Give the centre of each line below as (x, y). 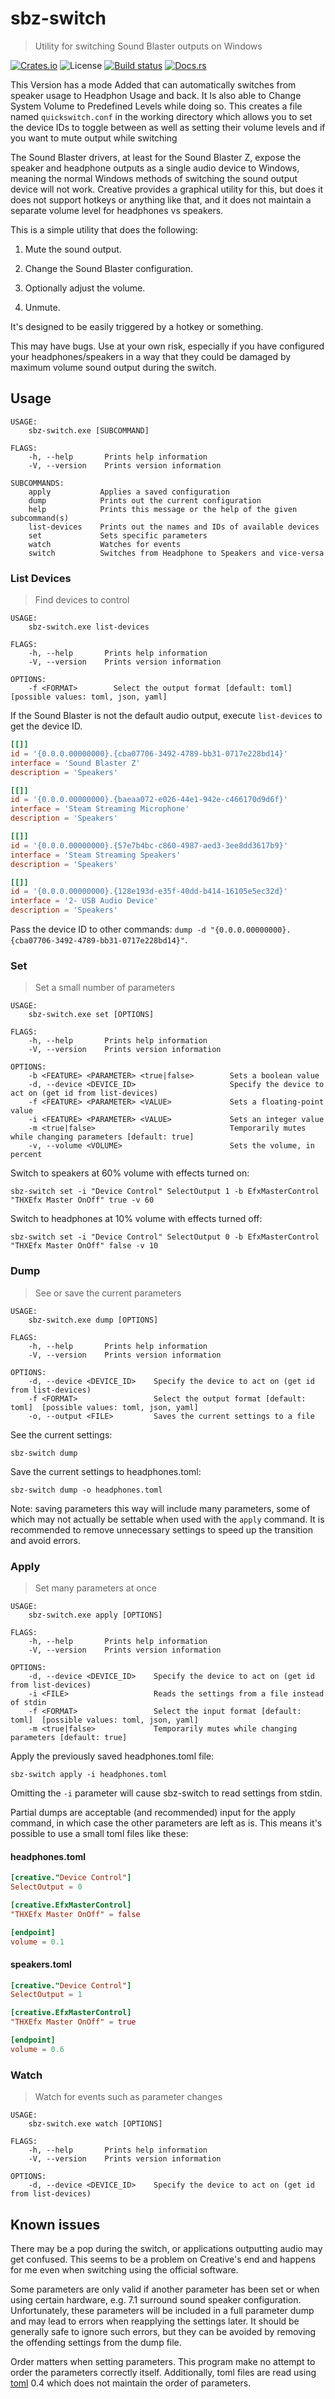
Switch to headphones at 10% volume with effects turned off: (136, 1219)
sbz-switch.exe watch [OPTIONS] (95, 2124)
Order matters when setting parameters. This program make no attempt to (163, 2361)
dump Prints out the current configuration (145, 500)
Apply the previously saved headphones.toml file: (112, 1756)
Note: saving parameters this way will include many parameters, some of (160, 1508)
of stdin (28, 1702)
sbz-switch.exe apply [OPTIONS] (95, 1615)
